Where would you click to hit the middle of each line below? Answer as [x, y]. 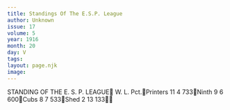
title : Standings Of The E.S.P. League [65, 14]
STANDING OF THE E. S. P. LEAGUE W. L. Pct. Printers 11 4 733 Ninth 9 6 [115, 92]
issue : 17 [22, 26]
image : [17, 72]
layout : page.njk [32, 65]
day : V [17, 53]
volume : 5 [22, 33]
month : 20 [22, 46]
